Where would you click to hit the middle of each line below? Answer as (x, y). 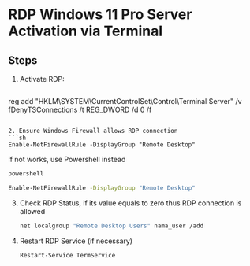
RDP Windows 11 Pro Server (100, 15)
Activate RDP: (42, 79)
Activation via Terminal (86, 31)
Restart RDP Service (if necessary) (76, 241)
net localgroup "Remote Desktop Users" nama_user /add (112, 226)
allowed (32, 211)
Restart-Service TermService (67, 255)
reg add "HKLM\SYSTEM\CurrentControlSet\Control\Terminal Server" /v (125, 101)
